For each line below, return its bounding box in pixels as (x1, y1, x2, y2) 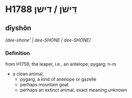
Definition (5, 50, 30, 57)
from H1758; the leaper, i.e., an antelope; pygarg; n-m (5, 61, 116, 67)
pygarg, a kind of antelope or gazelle (20, 76, 97, 82)
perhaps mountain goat (20, 82, 69, 88)
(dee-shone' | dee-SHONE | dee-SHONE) (5, 37, 91, 43)
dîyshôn (5, 24, 32, 32)
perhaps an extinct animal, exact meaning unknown (20, 87, 127, 93)
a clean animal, (12, 71, 44, 77)
